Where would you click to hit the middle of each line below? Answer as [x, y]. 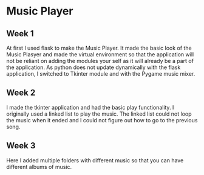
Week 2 [21, 93]
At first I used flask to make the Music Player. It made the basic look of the [99, 48]
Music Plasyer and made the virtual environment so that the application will [100, 54]
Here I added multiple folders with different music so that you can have [95, 160]
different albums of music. [39, 167]
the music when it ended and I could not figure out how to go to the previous [102, 120]
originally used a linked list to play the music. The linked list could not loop [99, 114]
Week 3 [21, 146]
